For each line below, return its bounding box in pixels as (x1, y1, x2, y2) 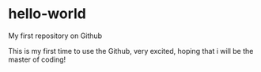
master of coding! (8, 55, 66, 64)
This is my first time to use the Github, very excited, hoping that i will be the (8, 46, 254, 55)
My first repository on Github (8, 31, 103, 40)
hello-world (8, 5, 87, 23)
